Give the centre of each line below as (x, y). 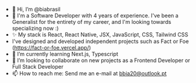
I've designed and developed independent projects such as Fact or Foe (100, 41)
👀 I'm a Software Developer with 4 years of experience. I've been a (95, 16)
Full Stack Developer (38, 67)
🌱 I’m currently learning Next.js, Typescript (65, 54)
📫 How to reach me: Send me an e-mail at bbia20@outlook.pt (89, 73)
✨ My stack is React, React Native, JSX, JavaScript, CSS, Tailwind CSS (100, 35)
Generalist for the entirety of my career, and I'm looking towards (92, 22)
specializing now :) (35, 28)
